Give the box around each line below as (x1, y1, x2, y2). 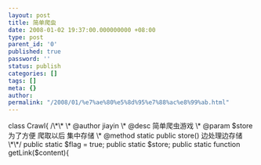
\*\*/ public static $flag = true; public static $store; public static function (8, 140, 241, 149)
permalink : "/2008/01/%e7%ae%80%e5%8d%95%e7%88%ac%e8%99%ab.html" (8, 99, 230, 106)
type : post (8, 33, 44, 41)
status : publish (8, 63, 61, 70)
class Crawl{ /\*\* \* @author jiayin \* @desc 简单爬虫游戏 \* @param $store (8, 121, 253, 131)
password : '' (8, 56, 51, 63)
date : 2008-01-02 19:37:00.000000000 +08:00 (8, 26, 156, 34)
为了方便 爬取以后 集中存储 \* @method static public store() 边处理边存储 (8, 131, 243, 141)
